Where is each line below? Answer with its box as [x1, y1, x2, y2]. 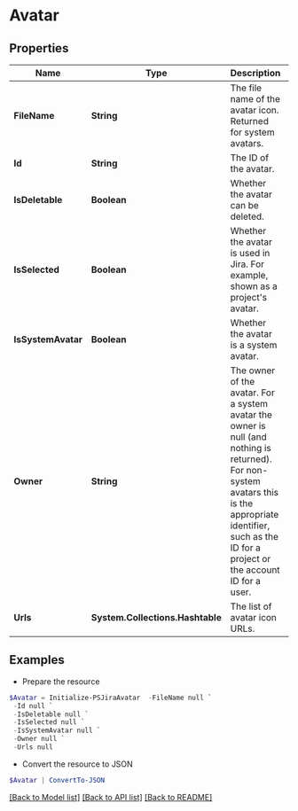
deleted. [230, 210, 264, 222]
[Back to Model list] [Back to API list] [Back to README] [9, 792, 213, 802]
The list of [230, 600, 272, 612]
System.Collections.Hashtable [90, 612, 222, 623]
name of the [230, 93, 281, 105]
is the [230, 497, 254, 510]
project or [230, 553, 271, 565]
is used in [230, 247, 271, 259]
